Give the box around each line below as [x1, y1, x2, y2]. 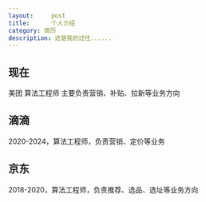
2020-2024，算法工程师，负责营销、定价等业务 [8, 137, 165, 146]
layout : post [8, 11, 66, 20]
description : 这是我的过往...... [8, 34, 113, 42]
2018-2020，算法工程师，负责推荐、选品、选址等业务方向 [8, 184, 199, 194]
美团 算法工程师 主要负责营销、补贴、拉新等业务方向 [8, 89, 180, 98]
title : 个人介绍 [8, 19, 76, 27]
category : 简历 [8, 26, 57, 34]
